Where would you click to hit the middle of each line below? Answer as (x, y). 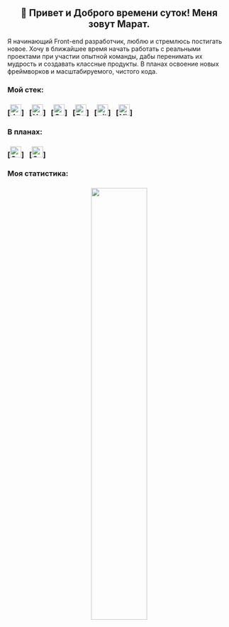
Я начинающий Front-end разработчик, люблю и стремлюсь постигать (115, 41)
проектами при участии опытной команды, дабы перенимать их (105, 56)
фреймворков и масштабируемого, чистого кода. (83, 71)
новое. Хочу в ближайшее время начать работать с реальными (104, 49)
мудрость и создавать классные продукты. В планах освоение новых (113, 64)
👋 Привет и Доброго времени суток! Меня (119, 13)
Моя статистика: (38, 174)
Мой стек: (26, 89)
